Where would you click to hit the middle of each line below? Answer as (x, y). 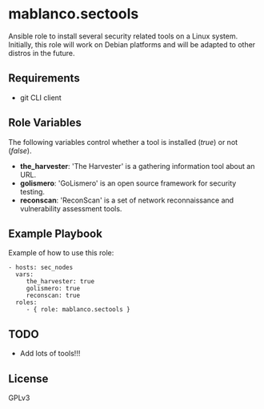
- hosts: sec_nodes (41, 268)
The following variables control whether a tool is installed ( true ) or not (123, 142)
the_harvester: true (60, 282)
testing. (32, 191)
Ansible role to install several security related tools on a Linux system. (123, 36)
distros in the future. (42, 53)
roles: (26, 303)
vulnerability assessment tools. (71, 208)
